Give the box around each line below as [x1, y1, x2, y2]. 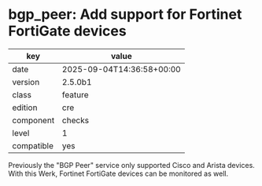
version [12, 76, 40, 87]
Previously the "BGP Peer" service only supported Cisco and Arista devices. [8, 160, 256, 170]
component [12, 115, 55, 126]
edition [12, 102, 38, 113]
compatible [12, 140, 54, 151]
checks [61, 115, 89, 126]
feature [61, 89, 89, 100]
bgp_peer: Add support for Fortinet [8, 5, 242, 24]
